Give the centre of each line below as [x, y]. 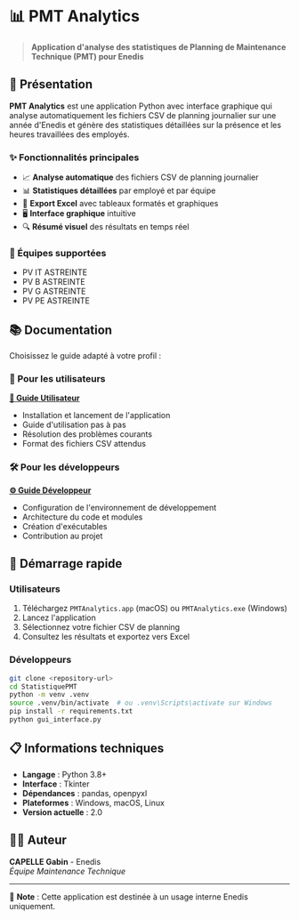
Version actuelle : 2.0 [62, 812]
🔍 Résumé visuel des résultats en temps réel [105, 227]
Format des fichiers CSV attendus [84, 444]
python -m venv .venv [49, 695]
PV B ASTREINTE [54, 282]
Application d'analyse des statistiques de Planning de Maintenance [158, 47]
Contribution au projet [62, 536]
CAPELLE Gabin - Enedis [55, 861]
